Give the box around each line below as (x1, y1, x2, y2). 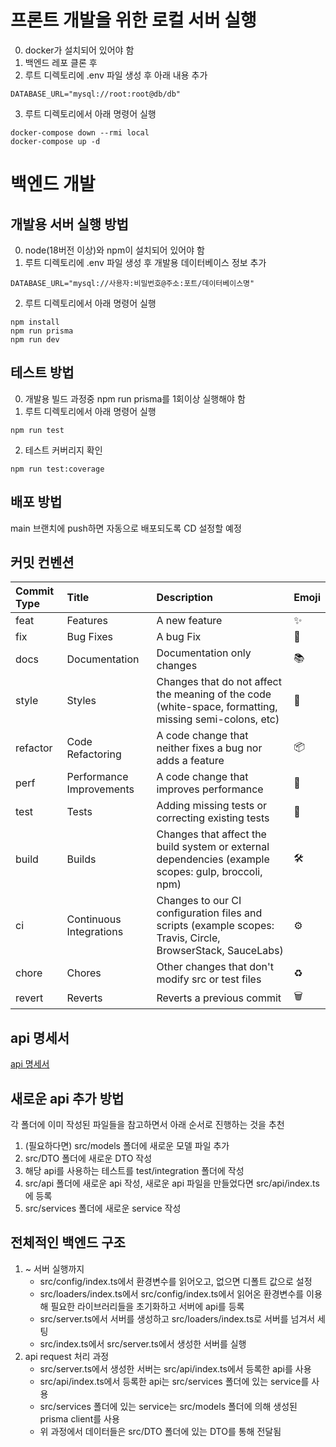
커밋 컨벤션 (10, 554, 75, 571)
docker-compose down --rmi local (10, 127, 150, 138)
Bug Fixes (66, 630, 114, 644)
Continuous (66, 912, 122, 926)
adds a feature (156, 754, 225, 768)
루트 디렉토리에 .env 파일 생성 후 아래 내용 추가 (24, 69, 208, 81)
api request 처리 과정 (24, 1350, 110, 1362)
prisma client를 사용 (39, 1412, 120, 1425)
